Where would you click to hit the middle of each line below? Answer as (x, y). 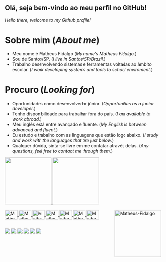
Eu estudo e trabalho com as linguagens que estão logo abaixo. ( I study (85, 135)
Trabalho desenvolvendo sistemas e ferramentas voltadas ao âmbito (82, 64)
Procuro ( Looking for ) (50, 89)
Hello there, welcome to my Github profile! (48, 20)
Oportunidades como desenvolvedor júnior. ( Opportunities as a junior (83, 103)
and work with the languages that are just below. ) (63, 140)
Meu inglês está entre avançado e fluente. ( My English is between (79, 124)
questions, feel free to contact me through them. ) (62, 151)
